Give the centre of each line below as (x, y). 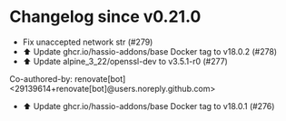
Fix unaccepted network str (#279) (88, 42)
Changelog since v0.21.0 (105, 17)
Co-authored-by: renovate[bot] (68, 78)
